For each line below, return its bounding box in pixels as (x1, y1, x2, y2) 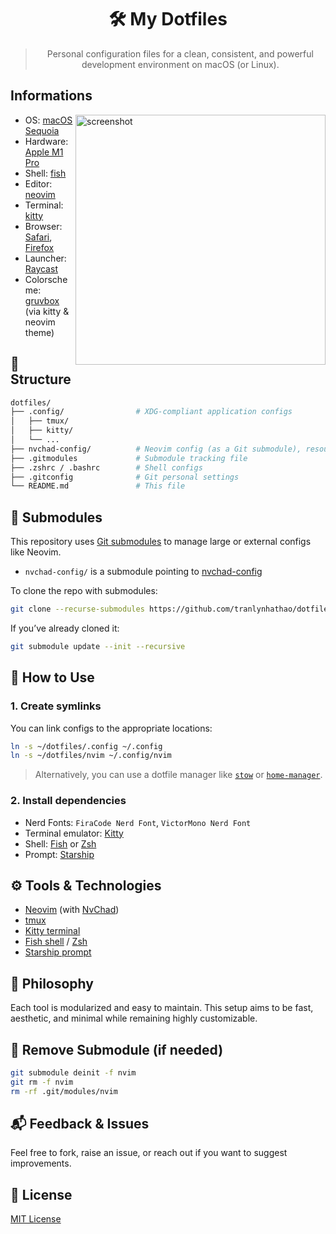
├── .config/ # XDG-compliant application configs (10, 407, 293, 417)
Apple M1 (24, 146, 64, 158)
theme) (24, 326, 55, 338)
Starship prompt (24, 946, 92, 958)
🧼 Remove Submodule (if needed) (10, 1041, 224, 1058)
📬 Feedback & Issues (10, 1116, 150, 1133)
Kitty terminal (24, 925, 81, 937)
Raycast (24, 262, 58, 275)
